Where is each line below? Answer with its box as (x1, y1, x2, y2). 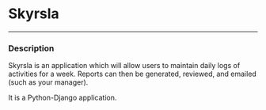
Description (8, 43, 55, 54)
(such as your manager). (8, 78, 89, 87)
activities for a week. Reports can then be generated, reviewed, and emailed (8, 69, 257, 79)
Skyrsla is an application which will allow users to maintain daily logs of (8, 61, 241, 70)
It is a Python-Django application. (8, 93, 117, 103)
